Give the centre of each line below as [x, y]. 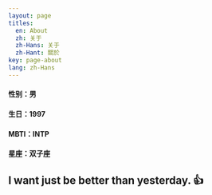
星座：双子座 [29, 153]
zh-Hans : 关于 [37, 46]
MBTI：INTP [29, 133]
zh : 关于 [29, 38]
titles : [21, 23]
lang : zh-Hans [32, 68]
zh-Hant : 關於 [37, 53]
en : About [31, 30]
